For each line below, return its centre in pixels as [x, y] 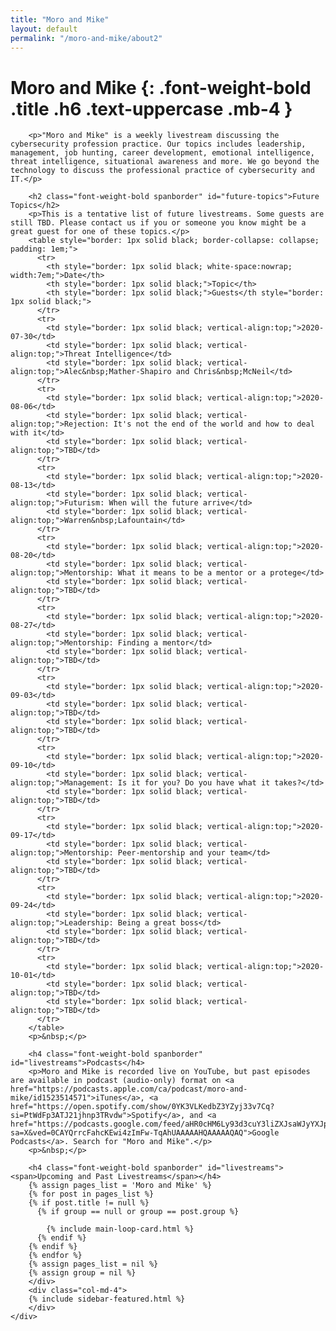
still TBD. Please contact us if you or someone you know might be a [158, 223]
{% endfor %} [55, 1256]
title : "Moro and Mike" [60, 19]
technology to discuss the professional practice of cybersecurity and [162, 171]
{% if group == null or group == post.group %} [138, 1212]
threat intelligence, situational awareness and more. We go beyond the [165, 162]
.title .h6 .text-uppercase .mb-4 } [151, 108]
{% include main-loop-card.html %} [120, 1229]
